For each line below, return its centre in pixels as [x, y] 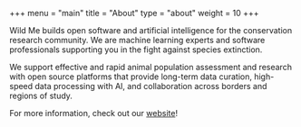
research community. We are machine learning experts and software [137, 40]
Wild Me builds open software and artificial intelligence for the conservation [151, 30]
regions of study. [41, 95]
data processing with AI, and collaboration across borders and [151, 86]
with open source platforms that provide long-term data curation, [131, 77]
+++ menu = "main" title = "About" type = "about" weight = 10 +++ [135, 13]
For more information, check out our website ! [94, 113]
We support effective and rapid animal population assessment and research [151, 67]
